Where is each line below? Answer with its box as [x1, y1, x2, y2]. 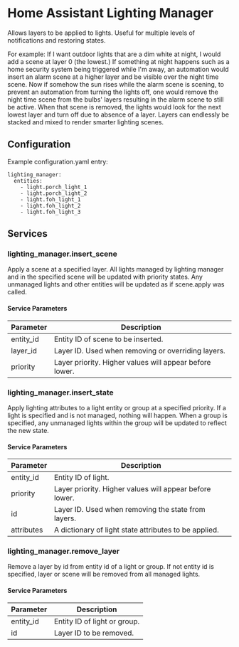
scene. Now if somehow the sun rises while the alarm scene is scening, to [7, 80, 224, 88]
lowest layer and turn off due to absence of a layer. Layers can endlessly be [7, 110, 230, 119]
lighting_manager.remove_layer [7, 546, 119, 556]
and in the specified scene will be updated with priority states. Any [7, 272, 203, 282]
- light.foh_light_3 [20, 208, 81, 215]
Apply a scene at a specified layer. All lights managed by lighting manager [7, 265, 224, 274]
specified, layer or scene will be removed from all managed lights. [7, 570, 201, 579]
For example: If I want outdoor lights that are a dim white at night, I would [7, 50, 221, 58]
